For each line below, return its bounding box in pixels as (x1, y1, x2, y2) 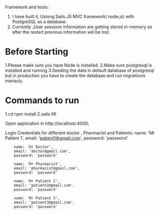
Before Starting (5, 46, 68, 58)
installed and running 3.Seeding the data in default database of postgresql (5, 67, 155, 73)
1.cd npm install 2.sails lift (5, 111, 57, 117)
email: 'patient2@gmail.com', (14, 183, 76, 188)
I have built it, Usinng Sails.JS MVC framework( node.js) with (12, 14, 134, 19)
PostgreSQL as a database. (12, 19, 67, 24)
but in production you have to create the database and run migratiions (5, 73, 145, 78)
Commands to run (5, 95, 80, 106)
